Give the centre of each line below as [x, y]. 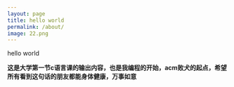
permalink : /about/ [36, 27]
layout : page [26, 14]
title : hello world [36, 20]
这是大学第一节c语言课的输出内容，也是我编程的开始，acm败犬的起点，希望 [117, 68]
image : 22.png [28, 33]
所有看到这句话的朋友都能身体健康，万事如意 [72, 76]
